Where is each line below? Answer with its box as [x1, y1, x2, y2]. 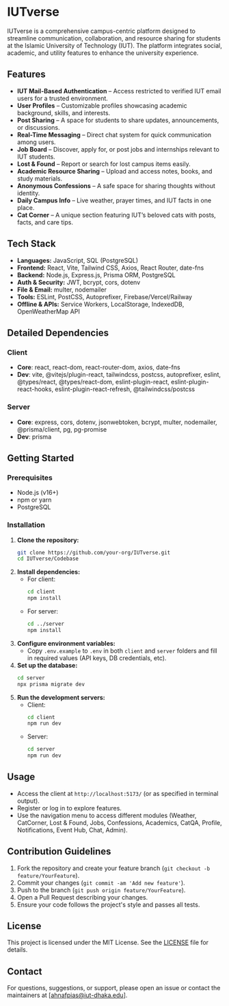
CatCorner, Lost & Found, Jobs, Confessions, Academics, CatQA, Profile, [16, 818, 222, 827]
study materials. [16, 174, 63, 183]
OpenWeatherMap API [16, 307, 80, 316]
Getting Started [7, 452, 75, 464]
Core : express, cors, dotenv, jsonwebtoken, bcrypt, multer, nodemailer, [16, 418, 217, 426]
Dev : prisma [16, 432, 52, 441]
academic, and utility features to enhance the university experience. [7, 49, 199, 57]
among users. [16, 138, 56, 146]
